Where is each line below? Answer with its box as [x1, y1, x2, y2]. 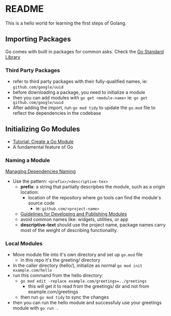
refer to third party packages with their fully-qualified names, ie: [12, 78, 148, 85]
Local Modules [5, 240, 42, 247]
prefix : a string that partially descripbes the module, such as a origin [20, 184, 165, 190]
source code [28, 200, 55, 206]
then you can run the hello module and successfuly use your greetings [12, 300, 162, 306]
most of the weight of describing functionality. [20, 227, 118, 234]
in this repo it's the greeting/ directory [20, 257, 101, 263]
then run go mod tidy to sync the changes [20, 294, 109, 300]
